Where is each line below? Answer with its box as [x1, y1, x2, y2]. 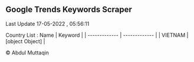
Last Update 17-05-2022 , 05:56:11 [5, 20, 90, 27]
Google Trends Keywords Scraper [5, 5, 132, 15]
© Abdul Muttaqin [5, 49, 50, 56]
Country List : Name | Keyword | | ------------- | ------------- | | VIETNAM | [5, 32, 189, 39]
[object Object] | [5, 37, 45, 44]
